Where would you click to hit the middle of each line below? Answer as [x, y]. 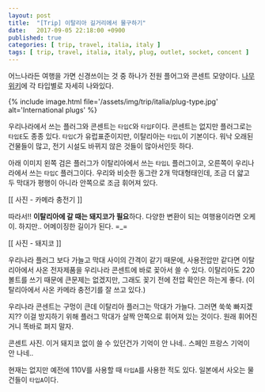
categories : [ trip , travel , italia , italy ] [84, 45]
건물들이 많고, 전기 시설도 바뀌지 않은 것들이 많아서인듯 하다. [101, 146]
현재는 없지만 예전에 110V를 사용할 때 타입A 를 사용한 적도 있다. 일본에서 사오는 [127, 370]
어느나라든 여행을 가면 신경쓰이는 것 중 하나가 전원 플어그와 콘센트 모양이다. [124, 76]
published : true [35, 38]
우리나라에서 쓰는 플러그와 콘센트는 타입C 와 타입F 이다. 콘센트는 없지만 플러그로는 [130, 126]
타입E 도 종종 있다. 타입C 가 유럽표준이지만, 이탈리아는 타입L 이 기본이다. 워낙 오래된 [131, 136]
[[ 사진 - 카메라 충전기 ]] [45, 200]
